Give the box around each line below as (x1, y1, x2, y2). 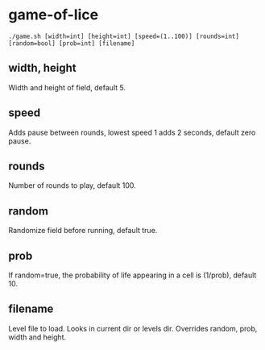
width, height (8, 61, 77, 75)
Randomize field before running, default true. (8, 226, 158, 235)
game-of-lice (8, 6, 99, 24)
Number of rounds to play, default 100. (8, 181, 137, 190)
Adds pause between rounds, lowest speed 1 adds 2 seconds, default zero (8, 127, 256, 137)
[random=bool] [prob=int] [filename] (8, 39, 135, 48)
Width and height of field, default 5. (8, 82, 126, 92)
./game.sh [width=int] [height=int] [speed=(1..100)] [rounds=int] (8, 32, 240, 40)
